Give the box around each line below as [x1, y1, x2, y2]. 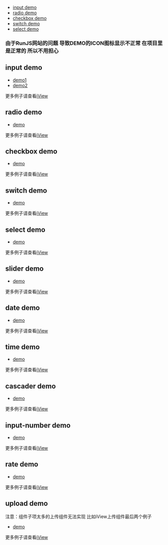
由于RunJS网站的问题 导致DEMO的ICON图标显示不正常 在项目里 [5, 39, 163, 46]
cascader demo [5, 382, 56, 391]
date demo [5, 303, 40, 313]
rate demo [5, 460, 39, 469]
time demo [5, 343, 40, 351]
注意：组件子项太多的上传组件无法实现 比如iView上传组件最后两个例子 [5, 513, 152, 520]
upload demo [5, 499, 48, 508]
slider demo [5, 265, 44, 273]
